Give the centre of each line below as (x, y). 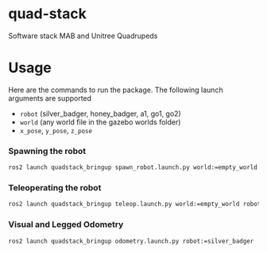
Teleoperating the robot (55, 187)
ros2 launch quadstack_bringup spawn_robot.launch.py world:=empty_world (133, 167)
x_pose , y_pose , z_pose (56, 130)
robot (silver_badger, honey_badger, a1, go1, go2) (100, 113)
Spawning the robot (47, 151)
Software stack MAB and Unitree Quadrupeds (83, 36)
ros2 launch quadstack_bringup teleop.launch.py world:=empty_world (124, 204)
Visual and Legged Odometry (66, 224)
